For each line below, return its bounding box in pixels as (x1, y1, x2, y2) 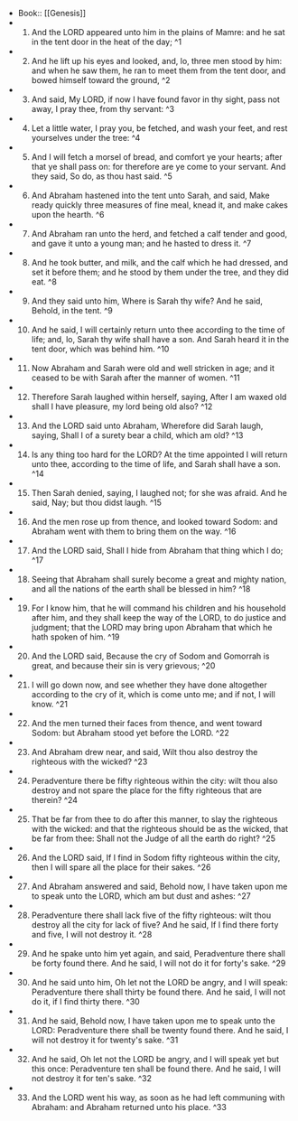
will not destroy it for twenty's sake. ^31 (31, 1034, 179, 1045)
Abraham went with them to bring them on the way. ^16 (31, 526, 237, 537)
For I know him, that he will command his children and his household (31, 603, 286, 613)
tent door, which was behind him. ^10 (31, 343, 170, 354)
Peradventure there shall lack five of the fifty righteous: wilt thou (31, 910, 272, 920)
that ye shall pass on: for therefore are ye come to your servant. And (31, 162, 286, 172)
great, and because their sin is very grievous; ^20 (31, 660, 216, 671)
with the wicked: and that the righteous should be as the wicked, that (31, 824, 289, 834)
